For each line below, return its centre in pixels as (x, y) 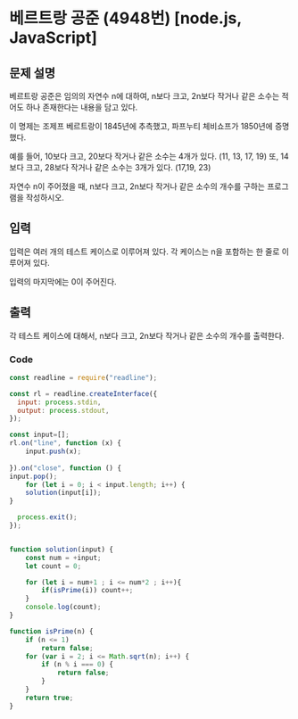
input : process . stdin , (59, 402)
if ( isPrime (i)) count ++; (87, 591)
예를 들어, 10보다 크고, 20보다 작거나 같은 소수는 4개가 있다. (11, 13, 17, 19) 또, (144, 156)
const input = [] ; (39, 435)
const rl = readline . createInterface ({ (83, 393)
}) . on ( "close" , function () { (66, 468)
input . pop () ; (33, 476)
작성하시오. (45, 198)
